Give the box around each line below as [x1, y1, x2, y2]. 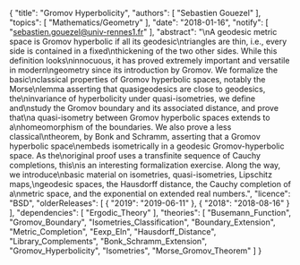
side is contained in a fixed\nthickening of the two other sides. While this [9, 46, 278, 56]
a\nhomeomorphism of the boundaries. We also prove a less [9, 122, 232, 132]
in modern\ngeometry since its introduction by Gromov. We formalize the [9, 64, 279, 75]
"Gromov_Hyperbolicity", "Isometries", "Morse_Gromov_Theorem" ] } [9, 245, 262, 256]
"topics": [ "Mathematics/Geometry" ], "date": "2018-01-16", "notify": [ [9, 17, 269, 28]
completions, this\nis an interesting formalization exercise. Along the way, [9, 160, 281, 170]
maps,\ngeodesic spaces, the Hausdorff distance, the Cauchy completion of [9, 179, 292, 189]
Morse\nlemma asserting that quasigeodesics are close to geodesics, [9, 84, 266, 94]
